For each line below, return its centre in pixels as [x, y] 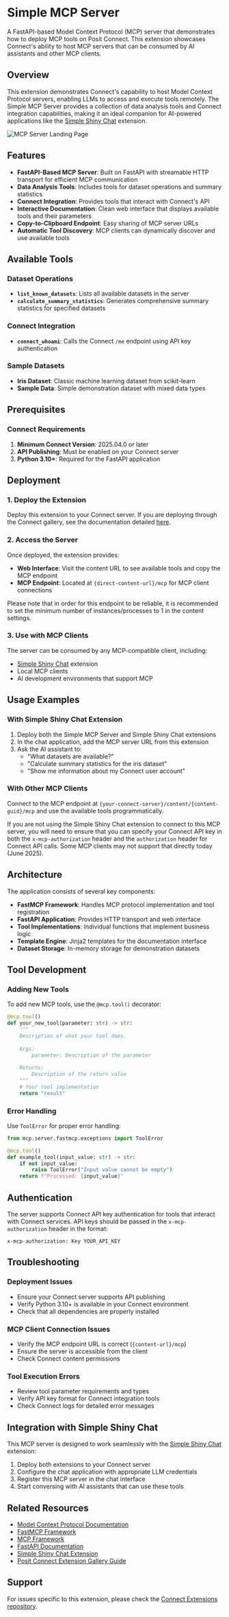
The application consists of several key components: [81, 891]
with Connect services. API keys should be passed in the [87, 1221]
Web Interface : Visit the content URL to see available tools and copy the [119, 568]
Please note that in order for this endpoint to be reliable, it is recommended [113, 603]
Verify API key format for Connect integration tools [88, 1399]
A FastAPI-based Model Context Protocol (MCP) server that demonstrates [111, 32]
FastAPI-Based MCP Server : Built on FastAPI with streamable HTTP [113, 172]
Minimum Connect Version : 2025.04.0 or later [83, 444]
